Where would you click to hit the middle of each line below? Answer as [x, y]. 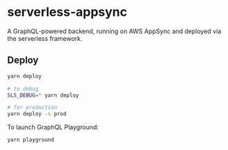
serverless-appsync [67, 12]
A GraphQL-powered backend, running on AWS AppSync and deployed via [114, 31]
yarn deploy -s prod [37, 114]
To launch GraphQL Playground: [53, 127]
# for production [32, 108]
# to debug [23, 88]
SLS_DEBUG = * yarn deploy [43, 95]
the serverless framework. [45, 38]
